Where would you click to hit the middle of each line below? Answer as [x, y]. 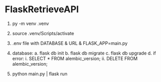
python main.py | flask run [40, 74]
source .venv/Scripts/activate [43, 33]
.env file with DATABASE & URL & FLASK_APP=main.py [70, 43]
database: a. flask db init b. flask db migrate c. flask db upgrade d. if [84, 53]
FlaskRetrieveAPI [42, 9]
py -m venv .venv [30, 23]
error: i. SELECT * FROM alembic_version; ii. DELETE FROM [75, 58]
